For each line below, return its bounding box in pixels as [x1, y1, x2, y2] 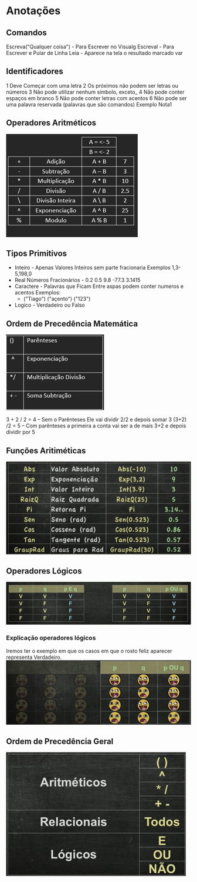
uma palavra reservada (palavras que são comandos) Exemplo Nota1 [6, 101, 172, 108]
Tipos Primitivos [6, 248, 67, 258]
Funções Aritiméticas [6, 446, 86, 456]
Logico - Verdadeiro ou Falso [14, 301, 85, 309]
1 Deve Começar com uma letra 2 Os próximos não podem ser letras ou [6, 82, 179, 89]
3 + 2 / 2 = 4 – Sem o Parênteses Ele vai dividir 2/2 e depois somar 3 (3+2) [6, 416, 187, 423]
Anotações [6, 4, 61, 18]
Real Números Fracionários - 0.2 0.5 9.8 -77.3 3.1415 [14, 277, 141, 284]
